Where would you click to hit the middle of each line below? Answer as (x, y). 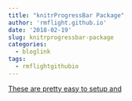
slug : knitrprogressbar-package (61, 37)
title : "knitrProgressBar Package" (66, 15)
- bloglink (33, 52)
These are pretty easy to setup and (65, 88)
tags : (17, 60)
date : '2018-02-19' (40, 30)
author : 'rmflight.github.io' (58, 23)
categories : (27, 45)
